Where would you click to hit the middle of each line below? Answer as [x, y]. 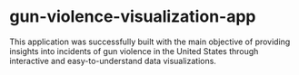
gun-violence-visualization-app [133, 17]
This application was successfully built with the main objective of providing [150, 42]
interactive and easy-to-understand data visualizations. [113, 61]
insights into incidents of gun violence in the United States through [134, 51]
